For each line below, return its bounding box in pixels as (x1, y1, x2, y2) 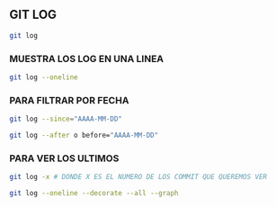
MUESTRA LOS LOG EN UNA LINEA (9, 52, 165, 65)
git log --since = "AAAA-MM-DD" (9, 114, 123, 124)
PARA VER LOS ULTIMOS (9, 152, 120, 165)
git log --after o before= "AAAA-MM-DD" (9, 130, 159, 140)
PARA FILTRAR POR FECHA (9, 94, 129, 106)
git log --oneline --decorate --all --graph (9, 189, 179, 198)
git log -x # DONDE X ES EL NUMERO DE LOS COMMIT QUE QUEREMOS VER (9, 173, 268, 182)
